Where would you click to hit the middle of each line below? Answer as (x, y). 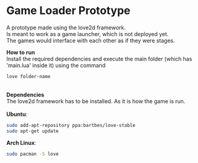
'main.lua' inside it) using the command (56, 65)
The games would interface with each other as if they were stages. (91, 40)
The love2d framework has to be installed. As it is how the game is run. (96, 101)
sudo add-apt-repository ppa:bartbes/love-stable (71, 125)
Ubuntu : (17, 114)
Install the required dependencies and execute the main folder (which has (99, 59)
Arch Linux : (21, 143)
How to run (21, 52)
